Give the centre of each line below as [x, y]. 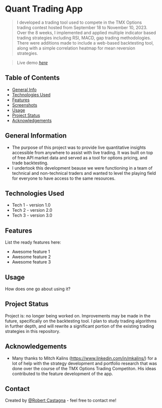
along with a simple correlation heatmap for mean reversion [76, 48]
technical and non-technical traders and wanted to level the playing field [84, 173]
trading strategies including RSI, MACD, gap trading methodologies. [84, 38]
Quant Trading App [44, 9]
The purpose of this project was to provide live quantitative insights [79, 147]
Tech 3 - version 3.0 [32, 215]
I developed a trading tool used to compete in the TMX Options [79, 22]
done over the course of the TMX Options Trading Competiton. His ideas [84, 368]
